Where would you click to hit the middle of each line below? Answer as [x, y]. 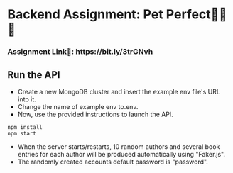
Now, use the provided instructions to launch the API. [96, 114]
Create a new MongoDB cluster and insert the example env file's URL [119, 91]
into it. [27, 99]
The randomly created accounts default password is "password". [113, 162]
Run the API [34, 75]
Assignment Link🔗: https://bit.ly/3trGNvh [80, 52]
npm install [25, 127]
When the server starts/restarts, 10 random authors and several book [119, 146]
